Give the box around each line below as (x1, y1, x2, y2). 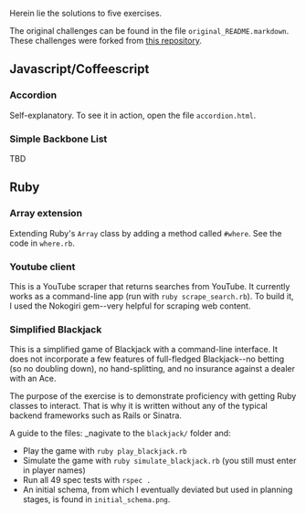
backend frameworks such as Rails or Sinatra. (9, 410, 183, 421)
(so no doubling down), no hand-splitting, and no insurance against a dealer (9, 363, 295, 374)
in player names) (22, 465, 87, 476)
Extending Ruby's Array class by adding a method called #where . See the (9, 227, 282, 238)
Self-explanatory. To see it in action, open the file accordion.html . (9, 110, 257, 121)
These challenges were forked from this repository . (9, 36, 203, 46)
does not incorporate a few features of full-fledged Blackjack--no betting (9, 353, 285, 364)
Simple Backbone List (9, 132, 108, 145)
